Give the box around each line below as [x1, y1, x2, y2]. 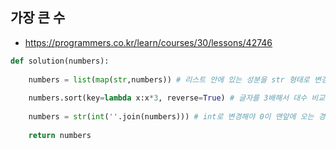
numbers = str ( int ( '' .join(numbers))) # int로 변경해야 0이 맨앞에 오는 [28, 112, 315, 122]
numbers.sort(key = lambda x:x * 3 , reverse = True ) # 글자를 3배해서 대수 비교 [28, 93, 326, 103]
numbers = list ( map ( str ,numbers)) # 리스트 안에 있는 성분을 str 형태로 [28, 74, 310, 85]
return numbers [28, 130, 92, 140]
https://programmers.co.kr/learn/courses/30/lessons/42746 [24, 36, 273, 48]
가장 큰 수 [10, 9, 66, 27]
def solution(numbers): [10, 56, 110, 66]
